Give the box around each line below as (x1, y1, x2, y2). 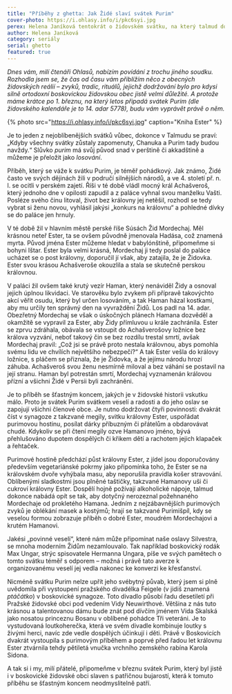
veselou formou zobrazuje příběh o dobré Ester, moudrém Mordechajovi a (7, 514, 217, 522)
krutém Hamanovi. (7, 521, 60, 529)
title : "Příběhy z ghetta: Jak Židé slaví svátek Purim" (7, 10, 175, 17)
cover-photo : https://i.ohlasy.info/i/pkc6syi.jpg (7, 17, 156, 24)
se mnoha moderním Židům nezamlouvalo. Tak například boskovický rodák (7, 542, 220, 550)
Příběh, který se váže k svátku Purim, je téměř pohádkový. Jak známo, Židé (7, 167, 222, 175)
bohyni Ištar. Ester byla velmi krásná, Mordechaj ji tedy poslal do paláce (7, 246, 211, 254)
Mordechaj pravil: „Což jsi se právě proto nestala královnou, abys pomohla (7, 340, 219, 348)
